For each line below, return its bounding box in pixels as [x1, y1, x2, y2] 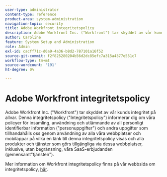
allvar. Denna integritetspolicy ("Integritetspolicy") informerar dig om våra [5, 115, 156, 120]
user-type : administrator [5, 7, 59, 12]
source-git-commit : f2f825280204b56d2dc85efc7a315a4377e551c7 [5, 53, 137, 59]
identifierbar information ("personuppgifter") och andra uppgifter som [5, 125, 148, 131]
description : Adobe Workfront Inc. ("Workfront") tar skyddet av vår [5, 30, 153, 35]
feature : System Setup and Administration [5, 40, 94, 45]
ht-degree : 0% [5, 67, 35, 72]
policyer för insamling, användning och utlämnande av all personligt [5, 119, 144, 125]
